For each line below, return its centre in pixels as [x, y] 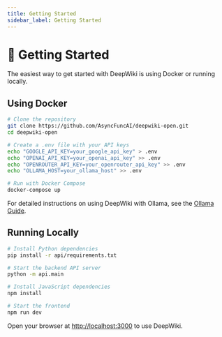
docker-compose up [34, 190]
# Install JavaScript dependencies [59, 287]
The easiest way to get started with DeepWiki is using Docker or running [111, 74]
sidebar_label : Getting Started [54, 20]
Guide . [17, 211]
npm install [24, 294]
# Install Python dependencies [53, 248]
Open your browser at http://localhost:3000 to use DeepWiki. [95, 326]
